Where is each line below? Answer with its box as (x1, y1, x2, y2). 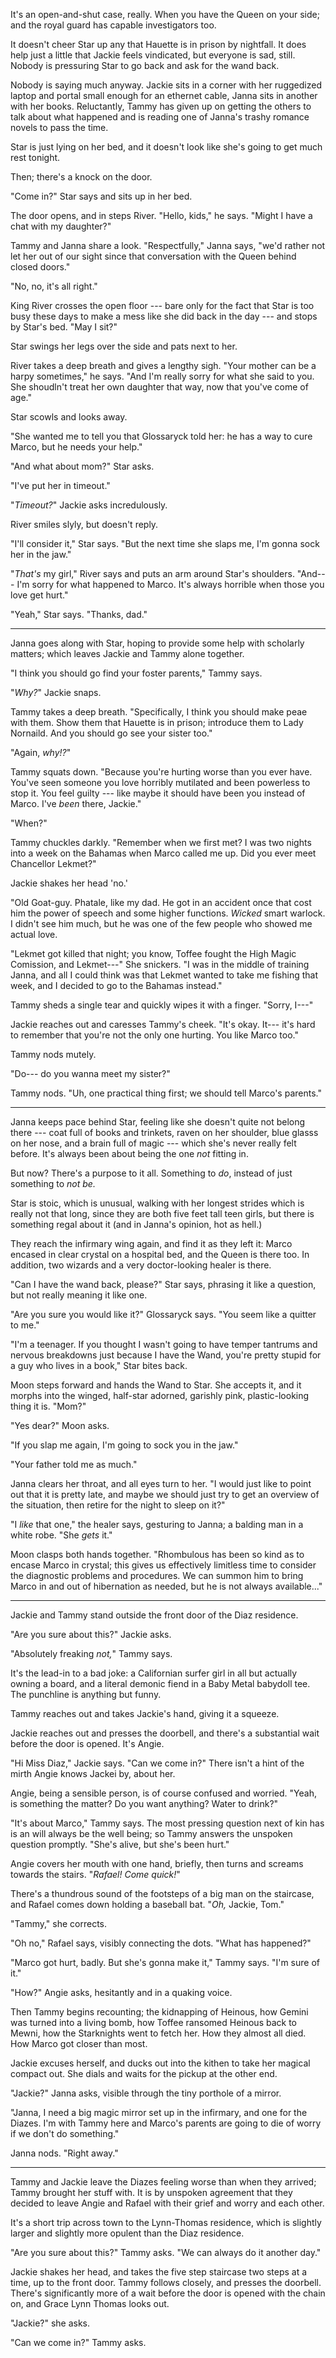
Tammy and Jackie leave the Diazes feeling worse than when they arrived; (10, 2176, 317, 2188)
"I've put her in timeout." (10, 480, 111, 491)
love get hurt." (10, 589, 69, 601)
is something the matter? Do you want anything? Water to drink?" (10, 1798, 279, 1809)
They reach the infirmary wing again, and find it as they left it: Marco (10, 1238, 293, 1249)
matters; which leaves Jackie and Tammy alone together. (10, 648, 245, 659)
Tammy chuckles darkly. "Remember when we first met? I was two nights (10, 837, 312, 848)
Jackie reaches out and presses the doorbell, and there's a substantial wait (10, 1727, 320, 1739)
